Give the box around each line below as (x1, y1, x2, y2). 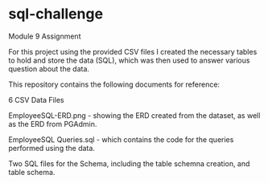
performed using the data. (8, 143, 95, 152)
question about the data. (8, 63, 90, 73)
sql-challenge (8, 5, 103, 23)
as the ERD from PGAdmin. (8, 119, 97, 128)
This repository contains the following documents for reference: (8, 79, 220, 89)
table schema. (8, 167, 56, 177)
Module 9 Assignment (8, 31, 81, 41)
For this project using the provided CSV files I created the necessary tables (8, 47, 258, 56)
